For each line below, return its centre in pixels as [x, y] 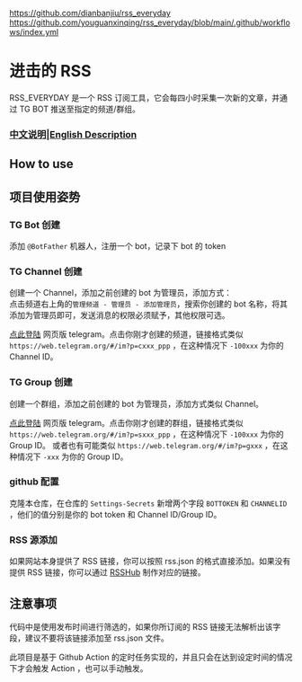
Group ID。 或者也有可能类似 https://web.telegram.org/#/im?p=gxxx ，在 [145, 445]
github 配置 [35, 482]
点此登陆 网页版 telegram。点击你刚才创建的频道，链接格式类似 [127, 334]
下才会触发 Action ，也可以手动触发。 [79, 668]
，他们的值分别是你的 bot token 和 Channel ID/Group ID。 [115, 514]
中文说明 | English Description [73, 134]
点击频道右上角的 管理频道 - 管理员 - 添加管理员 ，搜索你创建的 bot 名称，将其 [149, 304]
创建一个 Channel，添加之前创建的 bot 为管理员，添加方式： [120, 293]
